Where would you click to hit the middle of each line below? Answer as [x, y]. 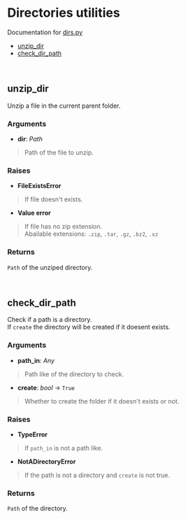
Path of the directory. [37, 509]
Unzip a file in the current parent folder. [64, 106]
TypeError [32, 434]
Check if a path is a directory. [50, 320]
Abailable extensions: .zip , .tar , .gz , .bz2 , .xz [91, 234]
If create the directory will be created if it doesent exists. [89, 327]
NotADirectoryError [46, 462]
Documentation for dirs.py [45, 32]
